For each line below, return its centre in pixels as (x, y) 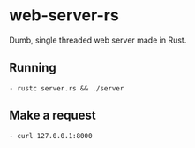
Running (33, 68)
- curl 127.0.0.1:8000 (51, 136)
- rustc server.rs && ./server (67, 88)
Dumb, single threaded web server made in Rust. (98, 40)
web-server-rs (64, 16)
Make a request (52, 116)
